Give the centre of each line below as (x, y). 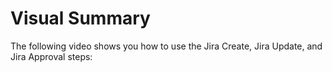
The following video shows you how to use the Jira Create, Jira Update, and (166, 46)
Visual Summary (80, 18)
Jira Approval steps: (51, 56)
